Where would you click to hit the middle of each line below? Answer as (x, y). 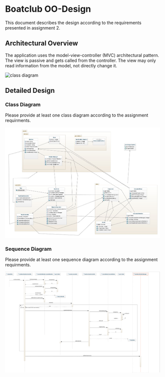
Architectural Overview (42, 43)
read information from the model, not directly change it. (61, 65)
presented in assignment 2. (33, 28)
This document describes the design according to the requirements (73, 23)
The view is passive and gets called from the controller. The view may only (81, 60)
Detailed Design (30, 91)
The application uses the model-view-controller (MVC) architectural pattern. (82, 55)
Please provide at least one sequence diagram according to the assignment (82, 260)
